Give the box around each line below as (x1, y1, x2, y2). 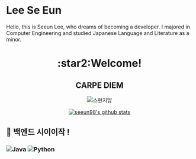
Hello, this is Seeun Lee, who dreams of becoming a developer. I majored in (6, 23, 191, 30)
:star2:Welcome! (57, 57, 142, 70)
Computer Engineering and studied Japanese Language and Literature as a (6, 29, 189, 36)
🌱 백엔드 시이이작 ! (6, 127, 70, 137)
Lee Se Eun (6, 4, 62, 17)
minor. (6, 36, 22, 43)
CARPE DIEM (75, 80, 124, 90)
